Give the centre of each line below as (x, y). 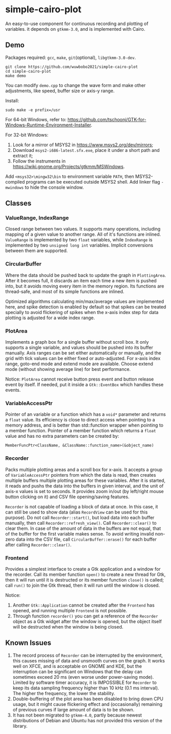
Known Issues (28, 643)
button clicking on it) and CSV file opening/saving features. (67, 497)
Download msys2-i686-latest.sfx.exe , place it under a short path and (86, 150)
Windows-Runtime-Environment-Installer (48, 125)
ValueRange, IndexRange (37, 218)
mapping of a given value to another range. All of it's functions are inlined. (83, 234)
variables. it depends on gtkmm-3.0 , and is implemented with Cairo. (75, 29)
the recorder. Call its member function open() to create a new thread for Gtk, (86, 574)
